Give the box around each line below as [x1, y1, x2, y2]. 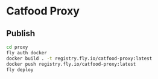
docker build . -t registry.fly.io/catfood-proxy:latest [6, 55, 153, 62]
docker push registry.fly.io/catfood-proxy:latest [6, 61, 136, 67]
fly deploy [6, 66, 34, 73]
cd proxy [6, 44, 28, 50]
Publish [6, 28, 36, 39]
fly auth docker [6, 49, 47, 55]
